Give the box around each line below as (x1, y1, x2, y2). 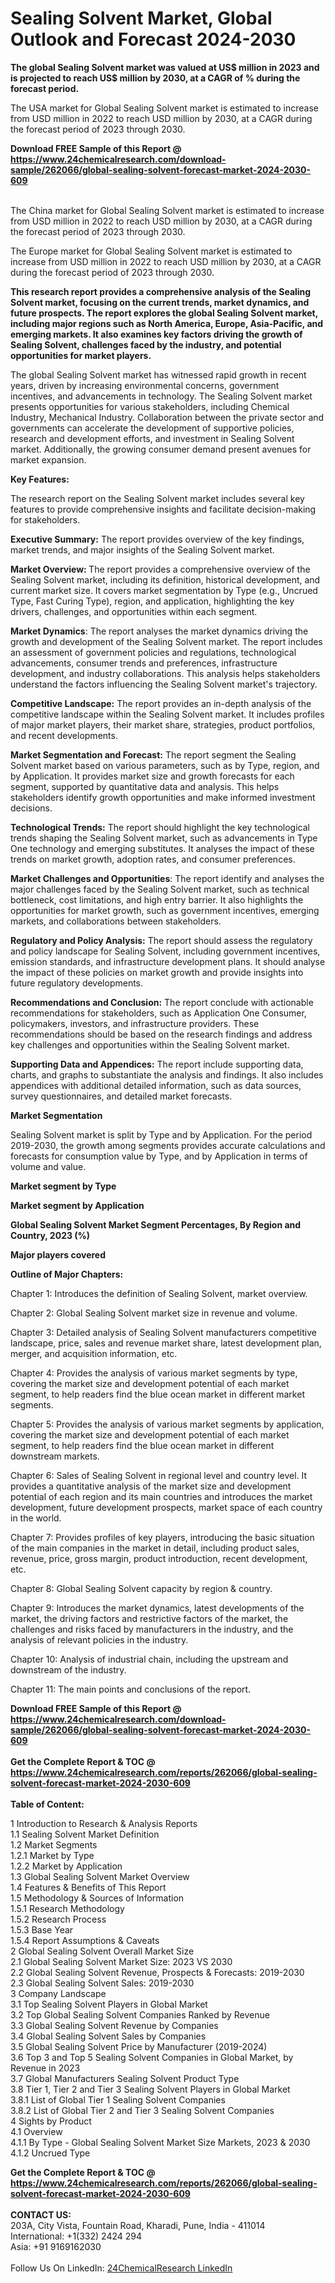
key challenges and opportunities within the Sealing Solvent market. (10, 1038, 290, 1051)
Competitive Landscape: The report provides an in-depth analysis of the (10, 697, 312, 709)
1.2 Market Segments (10, 1838, 98, 1851)
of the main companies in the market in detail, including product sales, (10, 1542, 300, 1554)
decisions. (10, 802, 53, 814)
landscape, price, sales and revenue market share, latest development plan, (10, 1337, 322, 1349)
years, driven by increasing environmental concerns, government (10, 379, 280, 391)
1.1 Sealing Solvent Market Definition (10, 1828, 160, 1840)
